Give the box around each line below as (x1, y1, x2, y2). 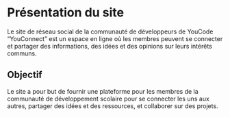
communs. (7, 49, 37, 57)
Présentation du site (7, 5, 125, 21)
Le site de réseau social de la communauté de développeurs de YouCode (7, 27, 214, 36)
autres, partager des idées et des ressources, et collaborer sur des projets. (7, 101, 218, 110)
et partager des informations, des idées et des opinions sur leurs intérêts (7, 42, 212, 50)
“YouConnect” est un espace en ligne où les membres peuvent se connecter (7, 34, 223, 42)
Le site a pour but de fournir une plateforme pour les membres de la (7, 87, 199, 95)
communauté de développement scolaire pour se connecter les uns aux (7, 94, 210, 103)
